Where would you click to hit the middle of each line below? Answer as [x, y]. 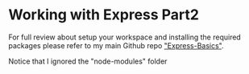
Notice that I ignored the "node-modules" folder [88, 61]
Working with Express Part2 [104, 15]
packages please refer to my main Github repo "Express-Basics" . [116, 45]
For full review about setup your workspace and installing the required [125, 37]
